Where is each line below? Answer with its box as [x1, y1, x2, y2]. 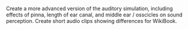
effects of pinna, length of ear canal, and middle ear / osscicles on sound [6, 11, 183, 18]
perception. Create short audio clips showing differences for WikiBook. [6, 18, 177, 24]
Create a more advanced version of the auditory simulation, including [6, 5, 173, 12]
